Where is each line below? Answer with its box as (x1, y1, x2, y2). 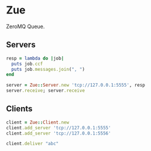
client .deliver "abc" (6, 141, 59, 147)
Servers (6, 40, 36, 50)
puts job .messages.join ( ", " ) (11, 66, 85, 72)
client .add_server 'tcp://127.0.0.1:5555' (6, 125, 111, 131)
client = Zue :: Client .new (6, 119, 69, 125)
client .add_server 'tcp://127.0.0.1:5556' (6, 130, 111, 136)
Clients (6, 104, 33, 114)
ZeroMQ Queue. (6, 23, 45, 30)
